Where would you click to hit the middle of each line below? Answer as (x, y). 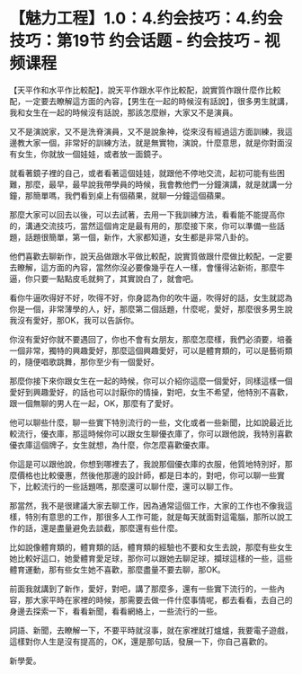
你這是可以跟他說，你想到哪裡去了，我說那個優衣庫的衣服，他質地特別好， (147, 464)
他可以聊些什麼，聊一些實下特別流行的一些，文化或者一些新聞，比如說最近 (147, 422)
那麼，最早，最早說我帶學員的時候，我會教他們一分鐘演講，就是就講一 (155, 184)
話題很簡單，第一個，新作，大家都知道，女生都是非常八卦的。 (139, 237)
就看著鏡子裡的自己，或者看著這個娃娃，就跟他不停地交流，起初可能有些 (143, 173)
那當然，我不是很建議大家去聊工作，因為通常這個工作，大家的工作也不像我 (147, 505)
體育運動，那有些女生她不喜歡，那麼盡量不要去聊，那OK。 (118, 569)
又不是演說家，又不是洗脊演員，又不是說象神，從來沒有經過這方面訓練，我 (147, 131)
